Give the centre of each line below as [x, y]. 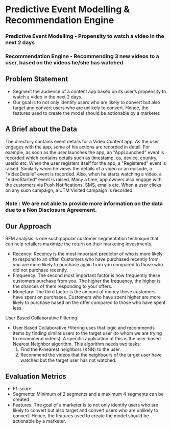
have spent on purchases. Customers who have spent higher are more [87, 297]
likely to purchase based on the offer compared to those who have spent [89, 302]
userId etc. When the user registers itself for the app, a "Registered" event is [86, 163]
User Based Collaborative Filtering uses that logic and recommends [83, 328]
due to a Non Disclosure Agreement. [51, 210]
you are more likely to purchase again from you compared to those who [88, 265]
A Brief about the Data [41, 129]
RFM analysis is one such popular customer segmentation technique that [82, 239]
